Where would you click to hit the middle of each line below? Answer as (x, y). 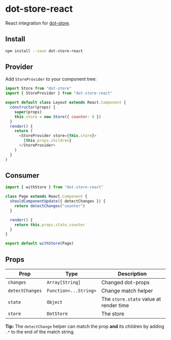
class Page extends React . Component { (46, 197)
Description (132, 274)
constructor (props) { (33, 107)
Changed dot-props (125, 282)
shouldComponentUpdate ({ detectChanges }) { (58, 201)
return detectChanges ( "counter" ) (50, 206)
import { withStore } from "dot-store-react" (54, 187)
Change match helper (127, 290)
